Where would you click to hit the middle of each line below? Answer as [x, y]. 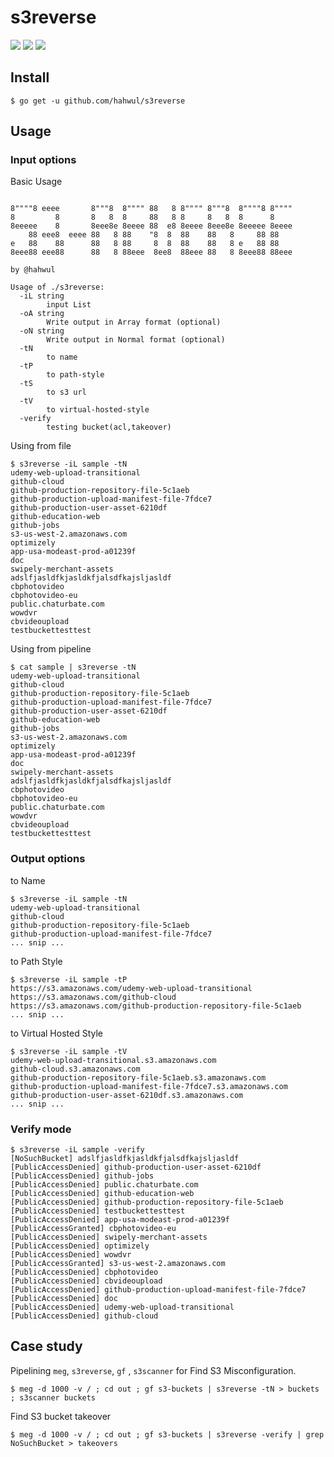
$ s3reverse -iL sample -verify [77, 1150]
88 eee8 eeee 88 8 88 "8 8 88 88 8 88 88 [154, 235]
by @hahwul [33, 270]
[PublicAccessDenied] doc [64, 1299]
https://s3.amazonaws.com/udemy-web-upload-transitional [131, 988]
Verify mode [41, 1129]
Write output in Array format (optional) [134, 322]
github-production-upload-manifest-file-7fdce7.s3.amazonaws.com [149, 1086]
